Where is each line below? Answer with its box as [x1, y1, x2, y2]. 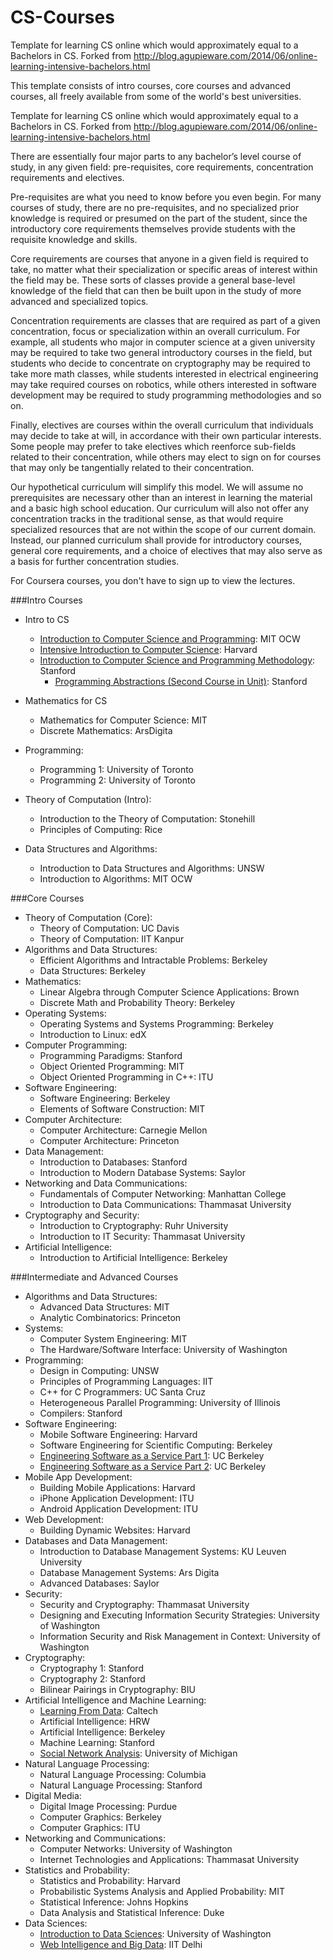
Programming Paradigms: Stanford [39, 1049, 183, 1061]
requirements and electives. [10, 171, 125, 183]
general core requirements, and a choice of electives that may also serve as [10, 544, 323, 556]
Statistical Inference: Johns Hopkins [39, 1896, 189, 1908]
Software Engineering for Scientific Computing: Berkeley [39, 1439, 273, 1451]
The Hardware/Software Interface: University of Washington [39, 1343, 288, 1355]
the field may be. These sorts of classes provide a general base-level [10, 274, 296, 286]
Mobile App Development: [24, 1471, 133, 1483]
